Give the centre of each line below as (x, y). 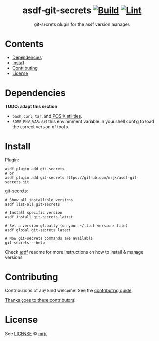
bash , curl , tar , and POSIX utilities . (47, 116)
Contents (24, 44)
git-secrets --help (25, 243)
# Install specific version (34, 213)
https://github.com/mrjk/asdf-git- (102, 177)
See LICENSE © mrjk (26, 333)
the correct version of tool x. (41, 126)
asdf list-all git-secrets (33, 204)
